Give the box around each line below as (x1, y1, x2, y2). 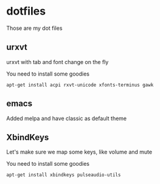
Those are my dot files (6, 24, 63, 32)
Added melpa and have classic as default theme (6, 115, 127, 122)
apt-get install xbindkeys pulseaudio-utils (6, 172, 121, 178)
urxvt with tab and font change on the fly (6, 58, 109, 65)
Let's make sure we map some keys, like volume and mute (6, 148, 153, 156)
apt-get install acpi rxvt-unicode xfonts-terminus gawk (6, 82, 154, 88)
